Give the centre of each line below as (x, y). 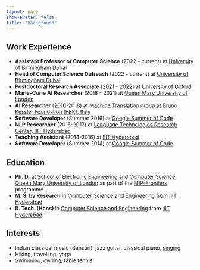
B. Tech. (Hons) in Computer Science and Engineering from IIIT (92, 208)
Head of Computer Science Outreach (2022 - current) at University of (101, 74)
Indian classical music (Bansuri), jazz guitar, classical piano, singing (98, 247)
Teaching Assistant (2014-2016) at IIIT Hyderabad (77, 137)
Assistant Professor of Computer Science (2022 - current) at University (104, 61)
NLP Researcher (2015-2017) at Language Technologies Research (96, 125)
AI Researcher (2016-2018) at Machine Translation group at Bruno (96, 105)
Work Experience (39, 47)
